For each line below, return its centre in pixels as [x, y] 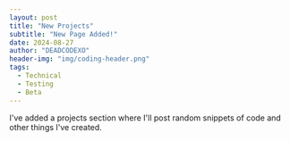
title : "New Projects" [51, 26]
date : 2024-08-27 [42, 42]
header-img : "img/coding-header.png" [80, 59]
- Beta [30, 92]
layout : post [34, 17]
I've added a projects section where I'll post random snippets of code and [145, 118]
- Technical [40, 76]
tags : [19, 68]
